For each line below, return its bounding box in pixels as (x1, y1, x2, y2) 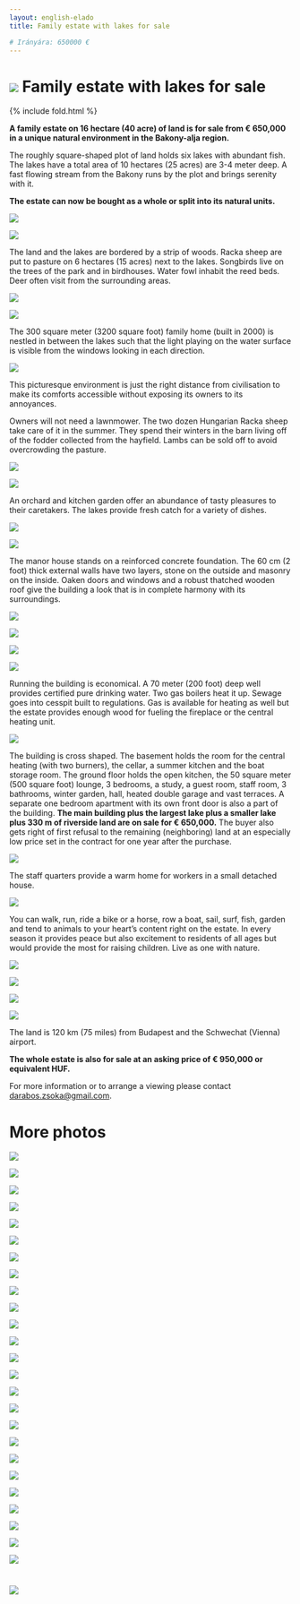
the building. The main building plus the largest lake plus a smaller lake (9, 808, 277, 819)
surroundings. (9, 594, 61, 605)
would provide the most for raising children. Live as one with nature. (9, 942, 261, 954)
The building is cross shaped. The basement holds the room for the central (9, 751, 286, 761)
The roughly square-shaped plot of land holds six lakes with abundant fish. (9, 150, 286, 161)
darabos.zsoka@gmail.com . (9, 1090, 112, 1102)
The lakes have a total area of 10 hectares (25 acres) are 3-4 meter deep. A (9, 159, 287, 170)
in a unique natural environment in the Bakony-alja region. (9, 133, 230, 143)
